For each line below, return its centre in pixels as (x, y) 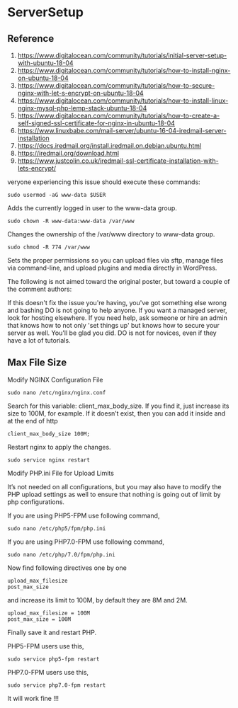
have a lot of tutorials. (39, 340)
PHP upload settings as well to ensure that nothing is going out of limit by (114, 494)
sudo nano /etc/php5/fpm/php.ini (57, 528)
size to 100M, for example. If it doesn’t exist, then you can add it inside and (117, 413)
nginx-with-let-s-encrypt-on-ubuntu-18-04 (80, 93)
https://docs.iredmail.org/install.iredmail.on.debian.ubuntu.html (109, 145)
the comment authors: (40, 289)
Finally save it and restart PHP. (52, 632)
